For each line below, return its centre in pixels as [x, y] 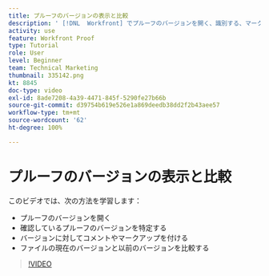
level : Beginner [35, 61]
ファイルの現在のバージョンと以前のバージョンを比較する [114, 248]
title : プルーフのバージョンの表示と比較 [68, 16]
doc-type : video [35, 90]
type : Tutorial [34, 46]
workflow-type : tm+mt [44, 113]
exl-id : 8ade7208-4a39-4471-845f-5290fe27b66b [87, 98]
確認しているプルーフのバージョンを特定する [93, 227]
